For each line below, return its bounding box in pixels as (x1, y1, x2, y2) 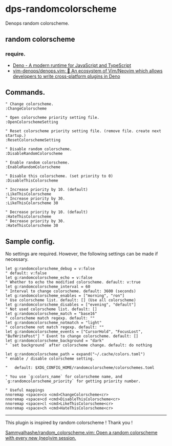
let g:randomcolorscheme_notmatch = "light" (5, 320, 102, 326)
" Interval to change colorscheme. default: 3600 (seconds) (5, 289, 137, 294)
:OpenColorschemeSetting (5, 119, 58, 125)
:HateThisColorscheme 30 (5, 223, 58, 228)
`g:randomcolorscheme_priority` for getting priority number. (5, 379, 141, 384)
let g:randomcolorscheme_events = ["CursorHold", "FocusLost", (5, 329, 143, 334)
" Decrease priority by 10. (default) (5, 209, 88, 215)
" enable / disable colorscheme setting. (5, 356, 95, 362)
